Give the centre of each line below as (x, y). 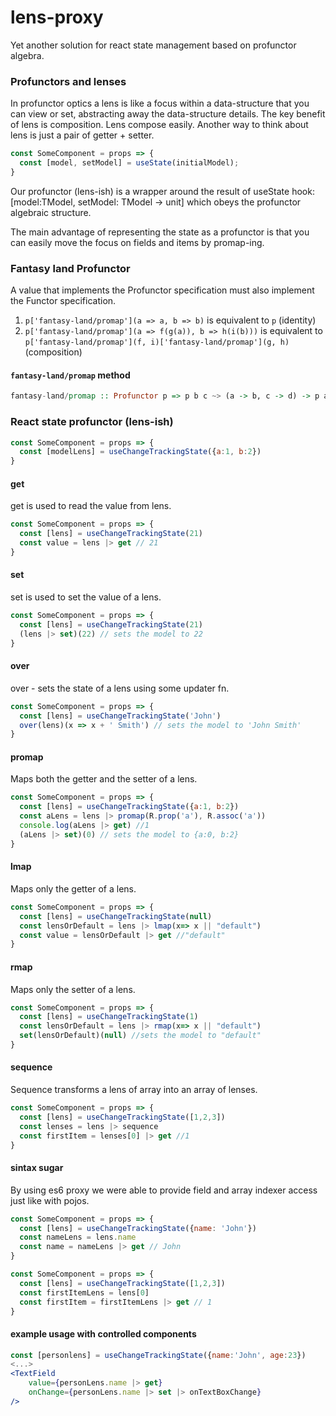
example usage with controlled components (103, 1334)
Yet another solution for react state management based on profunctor (153, 45)
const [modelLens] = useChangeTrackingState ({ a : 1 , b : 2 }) (140, 452)
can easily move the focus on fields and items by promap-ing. (137, 242)
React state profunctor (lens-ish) (92, 422)
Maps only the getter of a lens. (73, 888)
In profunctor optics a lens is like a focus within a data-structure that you (160, 103)
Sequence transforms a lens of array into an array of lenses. (134, 1090)
